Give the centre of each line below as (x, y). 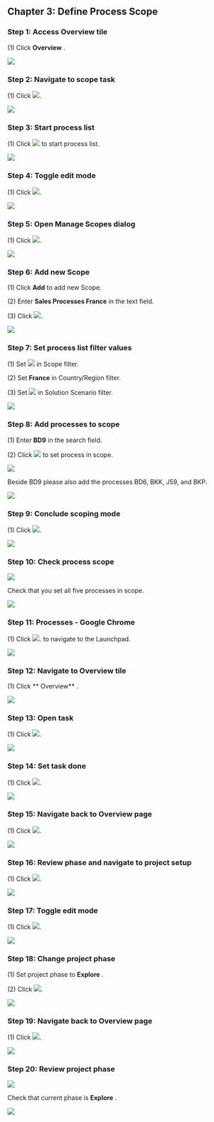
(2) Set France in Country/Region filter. (64, 378)
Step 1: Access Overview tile (58, 32)
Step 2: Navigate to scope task (61, 79)
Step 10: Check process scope (61, 562)
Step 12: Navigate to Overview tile (67, 671)
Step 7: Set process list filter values (70, 348)
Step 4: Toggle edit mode (52, 176)
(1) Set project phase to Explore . (56, 974)
